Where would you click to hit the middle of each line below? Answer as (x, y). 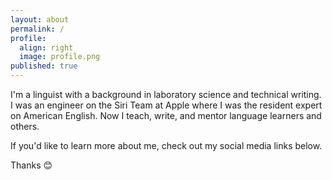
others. (25, 126)
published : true (44, 66)
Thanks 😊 (31, 165)
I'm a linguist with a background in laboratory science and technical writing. (166, 94)
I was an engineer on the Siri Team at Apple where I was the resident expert (166, 105)
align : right (46, 47)
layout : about (40, 19)
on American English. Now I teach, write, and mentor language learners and (166, 115)
